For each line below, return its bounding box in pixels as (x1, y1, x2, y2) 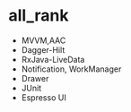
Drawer (21, 73, 49, 83)
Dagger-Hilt (21, 44, 65, 55)
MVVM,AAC (21, 35, 66, 46)
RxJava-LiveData (21, 54, 85, 65)
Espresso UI (21, 91, 66, 103)
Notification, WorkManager (21, 64, 122, 74)
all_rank (8, 5, 69, 26)
